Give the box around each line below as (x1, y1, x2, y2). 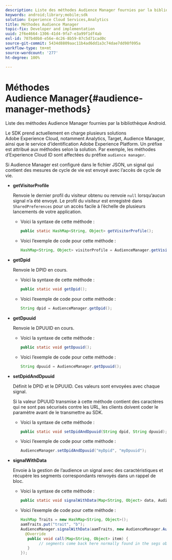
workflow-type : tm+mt (5, 46, 52, 51)
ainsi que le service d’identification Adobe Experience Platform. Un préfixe (5, 141, 163, 147)
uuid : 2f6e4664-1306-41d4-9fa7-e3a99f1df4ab (5, 31, 102, 36)
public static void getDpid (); (20, 287, 88, 292)
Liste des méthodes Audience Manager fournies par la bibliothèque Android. (5, 120, 166, 126)
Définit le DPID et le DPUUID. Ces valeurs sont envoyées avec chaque (12, 383, 160, 389)
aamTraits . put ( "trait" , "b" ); (20, 522, 85, 527)
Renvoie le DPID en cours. (12, 267, 68, 273)
